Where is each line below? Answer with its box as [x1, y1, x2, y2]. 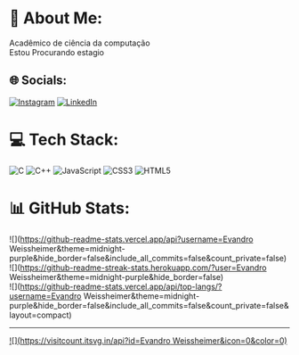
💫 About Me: [9, 8, 103, 29]
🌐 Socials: [9, 73, 68, 88]
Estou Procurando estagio [9, 46, 105, 57]
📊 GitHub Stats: [9, 198, 131, 218]
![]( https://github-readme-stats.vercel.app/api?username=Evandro [9, 234, 254, 244]
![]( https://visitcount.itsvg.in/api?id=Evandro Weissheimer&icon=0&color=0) [9, 334, 287, 346]
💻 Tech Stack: [9, 129, 119, 150]
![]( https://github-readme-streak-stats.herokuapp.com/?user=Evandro [9, 262, 267, 273]
